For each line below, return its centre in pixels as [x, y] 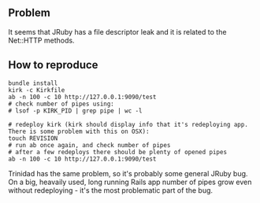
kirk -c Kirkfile [37, 90]
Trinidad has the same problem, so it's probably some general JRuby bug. [128, 173]
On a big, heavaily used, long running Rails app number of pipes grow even [130, 182]
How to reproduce [53, 65]
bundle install [33, 83]
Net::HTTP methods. [41, 40]
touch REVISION [33, 138]
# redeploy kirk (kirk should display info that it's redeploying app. [128, 124]
